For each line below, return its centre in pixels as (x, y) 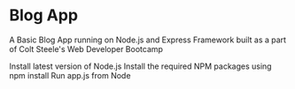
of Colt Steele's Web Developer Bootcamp (86, 48)
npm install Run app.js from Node (70, 75)
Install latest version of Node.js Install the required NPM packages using (140, 66)
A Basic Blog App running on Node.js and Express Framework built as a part (147, 40)
